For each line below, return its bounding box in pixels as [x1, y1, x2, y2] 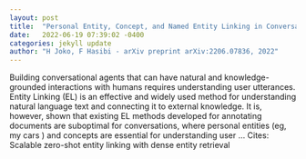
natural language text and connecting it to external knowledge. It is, [9, 101, 262, 112]
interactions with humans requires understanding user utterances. [47, 82, 296, 93]
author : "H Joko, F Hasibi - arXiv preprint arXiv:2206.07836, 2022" [9, 47, 280, 56]
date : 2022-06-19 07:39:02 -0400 [9, 30, 145, 39]
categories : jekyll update [9, 38, 112, 48]
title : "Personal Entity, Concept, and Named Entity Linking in [9, 22, 262, 31]
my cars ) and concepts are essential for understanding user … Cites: [9, 130, 270, 141]
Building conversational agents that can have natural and [9, 72, 223, 83]
